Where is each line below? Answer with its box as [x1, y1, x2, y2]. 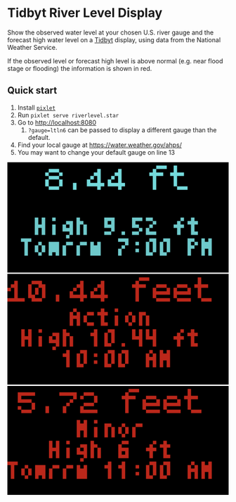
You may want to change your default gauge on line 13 [17, 148, 176, 156]
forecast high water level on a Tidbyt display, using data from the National [7, 35, 221, 44]
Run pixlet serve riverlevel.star [17, 110, 119, 119]
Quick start [7, 84, 58, 96]
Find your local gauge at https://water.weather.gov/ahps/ [17, 141, 183, 149]
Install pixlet [17, 103, 56, 112]
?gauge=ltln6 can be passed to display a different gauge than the [27, 125, 217, 134]
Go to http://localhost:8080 [17, 118, 97, 127]
